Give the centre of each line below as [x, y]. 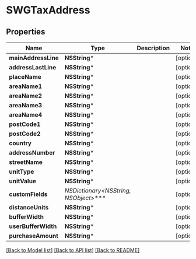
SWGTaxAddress [48, 10]
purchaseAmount [34, 236]
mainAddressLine [34, 58]
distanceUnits [29, 207]
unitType [22, 171]
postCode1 [25, 124]
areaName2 [26, 96]
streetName [26, 162]
